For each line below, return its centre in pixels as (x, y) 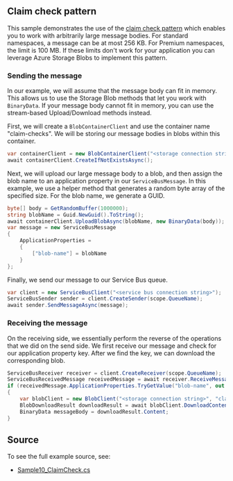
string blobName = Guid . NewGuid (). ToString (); (76, 214)
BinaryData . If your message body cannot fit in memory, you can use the (111, 106)
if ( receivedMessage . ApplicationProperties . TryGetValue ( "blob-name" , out (116, 386)
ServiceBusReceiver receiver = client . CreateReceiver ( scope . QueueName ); (114, 373)
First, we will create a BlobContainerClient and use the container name (109, 126)
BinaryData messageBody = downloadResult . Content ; (94, 412)
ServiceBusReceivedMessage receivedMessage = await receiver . (99, 380)
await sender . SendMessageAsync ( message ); (68, 305)
